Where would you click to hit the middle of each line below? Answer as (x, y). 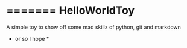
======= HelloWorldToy (71, 10)
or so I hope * (32, 38)
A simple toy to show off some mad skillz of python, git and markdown (93, 27)
